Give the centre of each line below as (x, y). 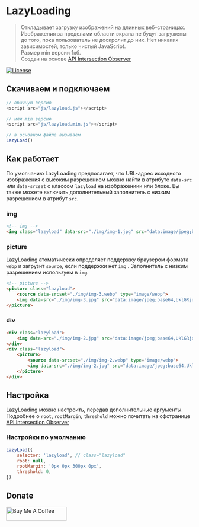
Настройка (28, 395)
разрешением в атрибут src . (42, 198)
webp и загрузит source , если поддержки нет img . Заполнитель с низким (97, 266)
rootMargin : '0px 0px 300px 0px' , (59, 467)
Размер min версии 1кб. (51, 52)
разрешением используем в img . (47, 272)
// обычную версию (29, 103)
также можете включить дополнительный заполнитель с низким (88, 192)
